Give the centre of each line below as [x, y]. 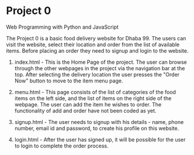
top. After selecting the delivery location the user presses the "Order [97, 74]
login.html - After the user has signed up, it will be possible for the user [100, 139]
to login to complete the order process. [61, 146]
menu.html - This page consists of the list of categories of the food [95, 92]
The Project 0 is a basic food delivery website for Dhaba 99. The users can [96, 38]
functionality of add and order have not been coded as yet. [85, 111]
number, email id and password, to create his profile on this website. [97, 128]
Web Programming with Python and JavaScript [62, 27]
